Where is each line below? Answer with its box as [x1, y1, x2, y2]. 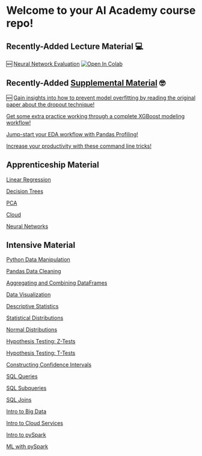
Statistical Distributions [6, 314, 64, 321]
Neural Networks [6, 223, 49, 230]
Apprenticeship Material [6, 160, 99, 170]
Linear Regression [6, 176, 51, 183]
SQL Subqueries [6, 384, 47, 392]
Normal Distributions [6, 326, 58, 334]
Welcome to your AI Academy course [6, 4, 196, 17]
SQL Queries [6, 373, 38, 380]
